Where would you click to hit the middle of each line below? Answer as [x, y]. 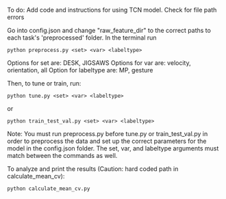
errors [16, 17]
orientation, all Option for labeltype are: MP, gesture [80, 70]
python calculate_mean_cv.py [49, 189]
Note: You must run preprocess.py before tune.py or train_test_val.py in [108, 134]
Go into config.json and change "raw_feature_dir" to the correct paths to [109, 30]
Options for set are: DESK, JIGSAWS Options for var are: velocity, [99, 63]
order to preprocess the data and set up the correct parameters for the [107, 141]
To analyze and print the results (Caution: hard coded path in [93, 169]
